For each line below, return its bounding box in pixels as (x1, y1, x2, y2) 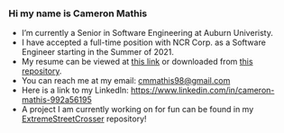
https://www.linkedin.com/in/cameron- (131, 84, 275, 96)
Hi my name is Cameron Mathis (8, 7, 148, 20)
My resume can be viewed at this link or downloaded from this (21, 57, 253, 67)
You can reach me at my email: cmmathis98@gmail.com (21, 75, 231, 86)
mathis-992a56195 (21, 94, 92, 105)
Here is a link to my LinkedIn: (21, 84, 130, 96)
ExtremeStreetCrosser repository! (21, 113, 147, 124)
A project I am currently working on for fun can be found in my (21, 104, 254, 115)
